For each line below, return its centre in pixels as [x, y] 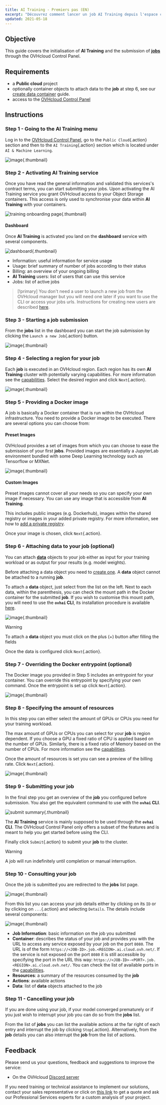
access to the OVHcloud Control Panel [51, 99]
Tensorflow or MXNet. [28, 461]
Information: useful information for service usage [62, 261]
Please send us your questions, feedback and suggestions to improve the [80, 1062]
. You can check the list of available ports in [114, 965]
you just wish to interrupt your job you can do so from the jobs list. [73, 1015]
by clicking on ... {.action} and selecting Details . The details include [75, 909]
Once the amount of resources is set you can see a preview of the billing [79, 759]
